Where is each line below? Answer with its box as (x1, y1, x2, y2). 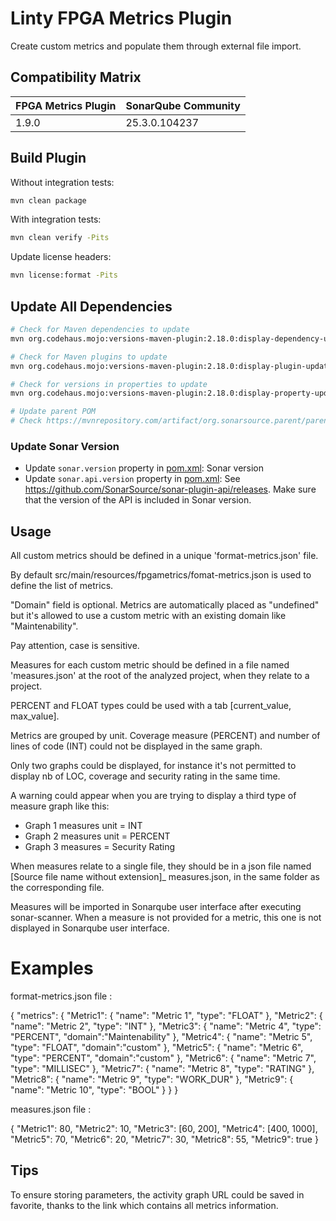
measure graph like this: (10, 800, 110, 812)
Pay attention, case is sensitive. (10, 640, 140, 652)
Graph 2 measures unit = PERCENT (24, 830, 171, 842)
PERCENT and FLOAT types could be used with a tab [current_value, (10, 700, 292, 712)
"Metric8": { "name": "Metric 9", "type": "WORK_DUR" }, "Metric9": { (10, 1073, 294, 1086)
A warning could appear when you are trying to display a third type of (10, 790, 297, 802)
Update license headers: (10, 251, 112, 263)
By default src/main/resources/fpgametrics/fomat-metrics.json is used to (10, 569, 312, 581)
